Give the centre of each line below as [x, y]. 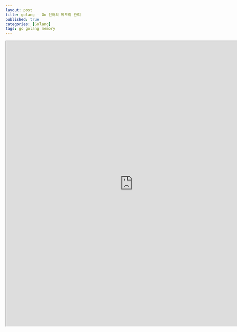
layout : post [19, 10]
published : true [22, 19]
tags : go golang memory [30, 29]
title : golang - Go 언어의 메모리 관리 [43, 15]
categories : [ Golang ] [28, 24]
